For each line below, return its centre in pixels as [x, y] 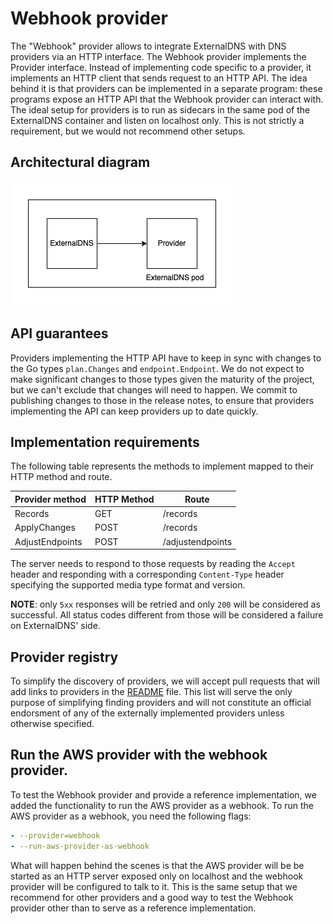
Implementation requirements [105, 442]
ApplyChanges [45, 528]
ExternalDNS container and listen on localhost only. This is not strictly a [157, 120]
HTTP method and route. [61, 477]
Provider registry [64, 657]
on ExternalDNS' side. [55, 626]
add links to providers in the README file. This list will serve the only [151, 691]
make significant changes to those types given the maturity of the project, [162, 379]
